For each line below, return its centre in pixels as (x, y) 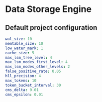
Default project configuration (51, 28)
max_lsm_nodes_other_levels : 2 (38, 67)
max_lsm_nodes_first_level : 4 (37, 62)
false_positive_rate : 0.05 (33, 71)
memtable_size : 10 (24, 43)
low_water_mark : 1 (24, 48)
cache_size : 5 (20, 53)
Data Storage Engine (49, 9)
